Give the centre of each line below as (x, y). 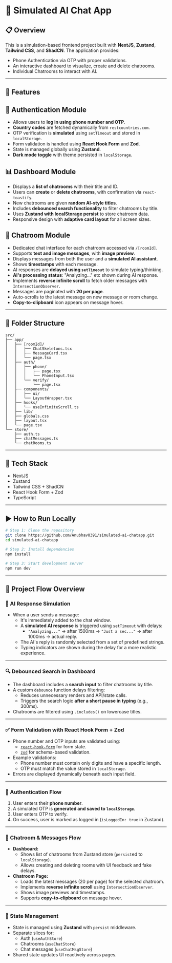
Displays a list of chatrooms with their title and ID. (66, 186)
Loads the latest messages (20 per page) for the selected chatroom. (92, 882)
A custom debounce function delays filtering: (59, 690)
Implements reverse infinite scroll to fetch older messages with (80, 280)
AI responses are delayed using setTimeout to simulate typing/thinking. (88, 270)
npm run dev (18, 568)
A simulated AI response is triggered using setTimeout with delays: (91, 626)
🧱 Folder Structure (35, 323)
